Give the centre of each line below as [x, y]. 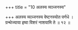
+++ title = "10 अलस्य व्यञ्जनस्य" [36, 7]
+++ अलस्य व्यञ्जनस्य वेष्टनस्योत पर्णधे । [40, 17]
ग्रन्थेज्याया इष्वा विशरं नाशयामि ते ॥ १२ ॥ [38, 22]
